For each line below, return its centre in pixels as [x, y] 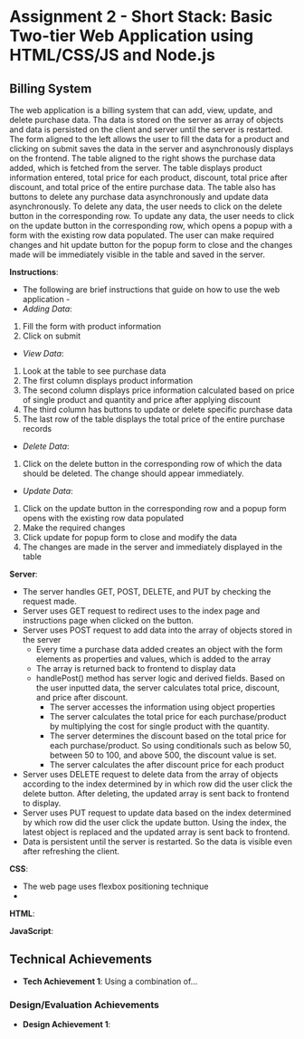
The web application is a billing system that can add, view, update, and [141, 110]
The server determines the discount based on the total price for [168, 736]
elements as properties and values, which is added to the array [153, 659]
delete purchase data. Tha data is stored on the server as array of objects [147, 120]
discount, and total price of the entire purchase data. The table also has [142, 187]
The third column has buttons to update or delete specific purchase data [157, 410]
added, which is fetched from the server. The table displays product [136, 168]
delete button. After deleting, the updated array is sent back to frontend [156, 793]
